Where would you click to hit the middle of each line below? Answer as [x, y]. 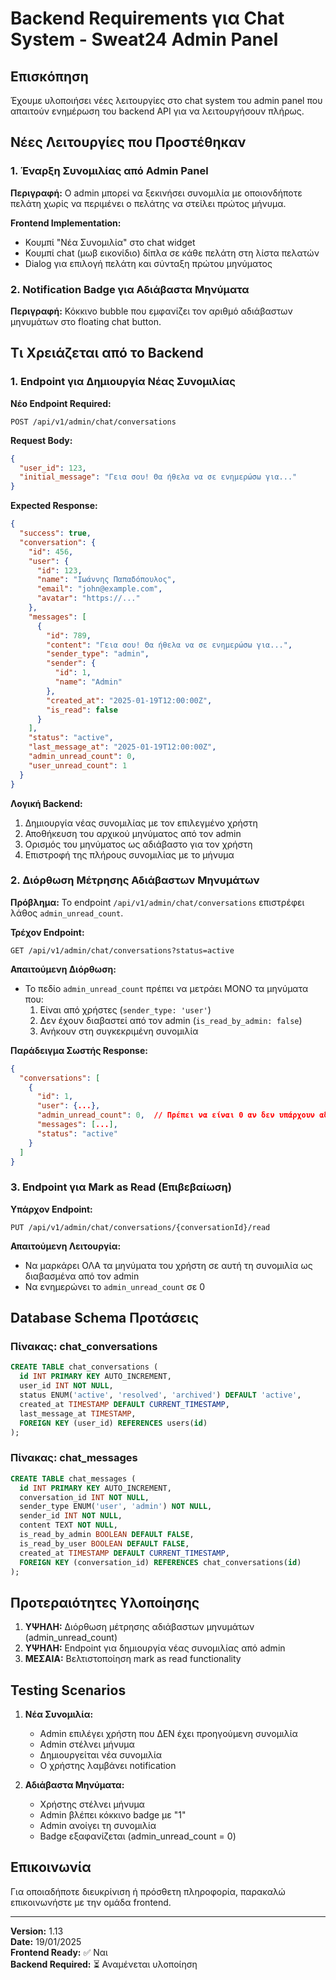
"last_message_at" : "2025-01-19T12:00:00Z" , [122, 747]
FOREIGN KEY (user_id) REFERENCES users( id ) [113, 1423]
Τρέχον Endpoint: [47, 932]
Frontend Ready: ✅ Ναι [59, 1952]
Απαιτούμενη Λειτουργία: [66, 1246]
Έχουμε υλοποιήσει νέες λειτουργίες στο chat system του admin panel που [166, 100]
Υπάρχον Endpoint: [51, 1209]
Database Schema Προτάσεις [105, 1318]
